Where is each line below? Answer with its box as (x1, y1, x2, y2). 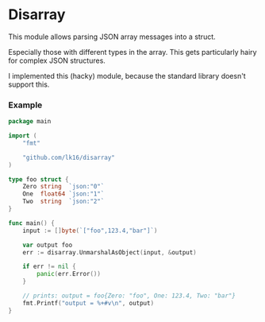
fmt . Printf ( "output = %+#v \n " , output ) (22, 299, 155, 307)
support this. (8, 80, 50, 89)
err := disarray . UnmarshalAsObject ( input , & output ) (22, 248, 197, 256)
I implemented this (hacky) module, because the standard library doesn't (8, 71, 246, 80)
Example (8, 99, 43, 111)
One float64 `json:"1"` (22, 190, 105, 198)
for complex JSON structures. (8, 56, 106, 65)
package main (8, 118, 52, 126)
